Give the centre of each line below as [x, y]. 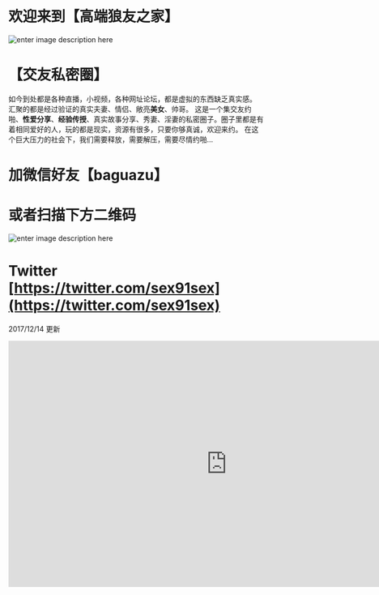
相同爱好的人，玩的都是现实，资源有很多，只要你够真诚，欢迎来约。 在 [133, 129]
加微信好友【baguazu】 [88, 176]
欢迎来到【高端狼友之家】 [94, 17]
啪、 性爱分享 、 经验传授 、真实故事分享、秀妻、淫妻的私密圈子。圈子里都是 [132, 119]
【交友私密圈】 [58, 75]
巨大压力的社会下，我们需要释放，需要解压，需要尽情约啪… [114, 139]
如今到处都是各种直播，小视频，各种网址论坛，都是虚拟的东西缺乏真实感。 [132, 99]
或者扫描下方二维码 [72, 215]
